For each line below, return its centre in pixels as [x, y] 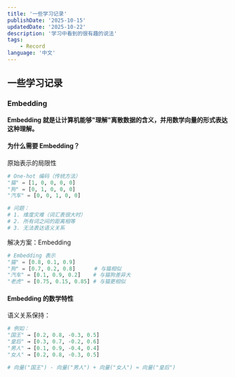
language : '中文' [32, 53]
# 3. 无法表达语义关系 [36, 228]
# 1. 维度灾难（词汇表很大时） [47, 215]
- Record [33, 46]
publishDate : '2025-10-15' [47, 20]
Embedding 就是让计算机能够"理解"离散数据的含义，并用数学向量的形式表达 [117, 119]
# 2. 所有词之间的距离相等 [41, 222]
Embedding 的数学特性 [40, 298]
